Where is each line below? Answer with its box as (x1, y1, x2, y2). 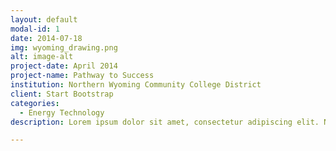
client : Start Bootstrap (10, 89, 114, 99)
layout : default (10, 14, 78, 25)
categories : (10, 98, 60, 108)
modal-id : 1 (10, 24, 60, 34)
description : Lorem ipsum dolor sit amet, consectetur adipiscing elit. (10, 117, 320, 127)
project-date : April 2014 (10, 61, 118, 71)
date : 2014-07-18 (10, 33, 83, 43)
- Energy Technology (19, 107, 105, 118)
